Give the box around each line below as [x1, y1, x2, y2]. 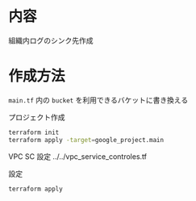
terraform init [8, 128, 60, 136]
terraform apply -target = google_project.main [8, 136, 164, 144]
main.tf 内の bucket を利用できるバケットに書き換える [8, 94, 189, 105]
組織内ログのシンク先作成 [8, 36, 94, 45]
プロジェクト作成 [8, 112, 65, 122]
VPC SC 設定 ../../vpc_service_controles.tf [8, 151, 148, 161]
